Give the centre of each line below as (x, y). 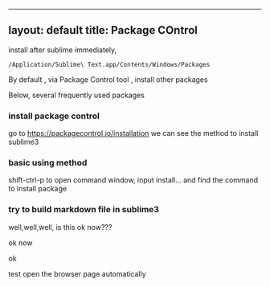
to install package (37, 189)
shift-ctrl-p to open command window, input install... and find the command (133, 180)
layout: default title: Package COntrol (103, 30)
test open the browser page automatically (77, 273)
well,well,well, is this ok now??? (60, 227)
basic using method (48, 163)
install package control (54, 116)
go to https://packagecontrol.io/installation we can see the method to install (133, 133)
